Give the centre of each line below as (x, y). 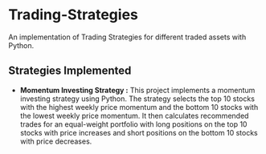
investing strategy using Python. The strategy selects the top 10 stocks (137, 99)
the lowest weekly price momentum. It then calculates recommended (134, 115)
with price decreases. (56, 141)
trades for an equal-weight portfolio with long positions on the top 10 (133, 124)
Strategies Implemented (70, 71)
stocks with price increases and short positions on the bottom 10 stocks (139, 132)
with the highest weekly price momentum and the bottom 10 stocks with (139, 107)
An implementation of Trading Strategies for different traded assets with (127, 37)
